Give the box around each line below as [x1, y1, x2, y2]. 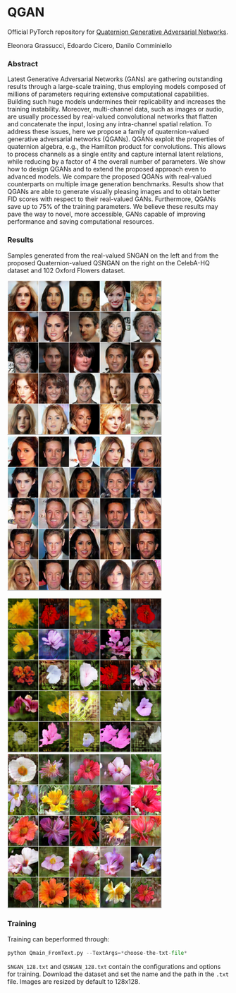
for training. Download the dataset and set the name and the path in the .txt [7, 970, 229, 978]
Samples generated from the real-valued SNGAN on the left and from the [7, 251, 219, 260]
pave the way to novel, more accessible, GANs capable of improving [7, 210, 206, 219]
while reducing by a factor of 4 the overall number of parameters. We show [7, 157, 225, 166]
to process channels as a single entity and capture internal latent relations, [7, 150, 223, 159]
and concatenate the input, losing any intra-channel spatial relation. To [7, 120, 213, 128]
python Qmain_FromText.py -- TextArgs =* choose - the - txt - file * [7, 949, 188, 956]
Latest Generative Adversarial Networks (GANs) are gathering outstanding [7, 75, 223, 83]
